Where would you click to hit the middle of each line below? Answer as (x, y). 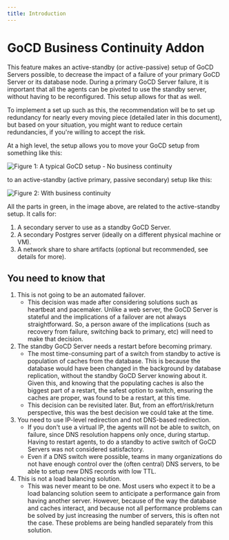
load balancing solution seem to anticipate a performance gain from (124, 494)
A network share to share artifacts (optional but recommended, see (112, 249)
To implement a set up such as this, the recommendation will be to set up (111, 110)
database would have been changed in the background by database (124, 368)
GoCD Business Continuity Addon (106, 47)
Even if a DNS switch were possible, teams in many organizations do (125, 457)
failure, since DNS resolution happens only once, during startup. (119, 435)
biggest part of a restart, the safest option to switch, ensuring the (120, 390)
